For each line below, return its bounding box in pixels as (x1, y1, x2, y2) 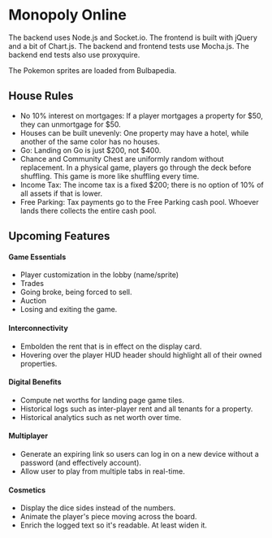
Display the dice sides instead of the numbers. (19, 503, 176, 513)
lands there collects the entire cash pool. (19, 206, 157, 215)
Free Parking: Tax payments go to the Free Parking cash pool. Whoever (19, 197, 259, 206)
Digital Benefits (8, 377, 62, 387)
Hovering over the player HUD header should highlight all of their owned (19, 349, 262, 359)
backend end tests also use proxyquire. (8, 50, 140, 59)
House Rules (8, 89, 74, 103)
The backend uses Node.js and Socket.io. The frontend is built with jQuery (8, 33, 258, 42)
